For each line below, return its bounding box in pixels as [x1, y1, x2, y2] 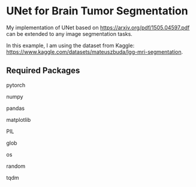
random [6, 163, 26, 170]
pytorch [6, 81, 26, 88]
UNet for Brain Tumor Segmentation [6, 4, 188, 18]
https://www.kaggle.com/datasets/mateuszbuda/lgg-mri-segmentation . [6, 48, 183, 55]
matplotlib [6, 116, 31, 123]
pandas [6, 105, 25, 112]
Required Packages [6, 66, 80, 76]
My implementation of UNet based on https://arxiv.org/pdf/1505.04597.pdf [6, 24, 190, 31]
